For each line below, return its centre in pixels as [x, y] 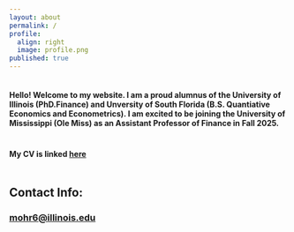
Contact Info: [46, 192]
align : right [41, 42]
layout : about [35, 17]
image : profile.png [53, 50]
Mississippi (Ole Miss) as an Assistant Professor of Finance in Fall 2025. [144, 123]
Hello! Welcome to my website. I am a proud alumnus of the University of [145, 94]
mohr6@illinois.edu [53, 217]
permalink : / [33, 26]
